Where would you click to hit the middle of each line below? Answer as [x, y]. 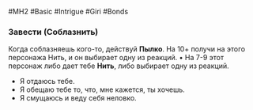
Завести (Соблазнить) [53, 32]
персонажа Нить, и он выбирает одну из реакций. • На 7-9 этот [116, 58]
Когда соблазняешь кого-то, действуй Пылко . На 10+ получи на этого [127, 49]
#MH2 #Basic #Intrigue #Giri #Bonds [68, 11]
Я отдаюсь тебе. [47, 82]
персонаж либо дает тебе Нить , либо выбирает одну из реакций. [119, 66]
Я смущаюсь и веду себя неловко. [78, 98]
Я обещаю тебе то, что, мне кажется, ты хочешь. [102, 89]
